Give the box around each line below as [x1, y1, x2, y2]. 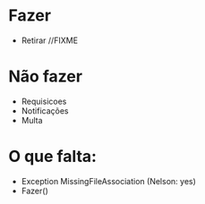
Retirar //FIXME [21, 35, 78, 46]
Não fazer [8, 66, 82, 87]
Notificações [21, 105, 69, 116]
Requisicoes [21, 96, 67, 106]
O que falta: [8, 147, 98, 166]
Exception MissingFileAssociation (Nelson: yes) [21, 175, 196, 186]
